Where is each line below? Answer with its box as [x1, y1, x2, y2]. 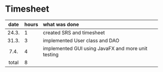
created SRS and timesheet [43, 29, 105, 36]
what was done [43, 21, 79, 28]
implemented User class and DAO [43, 37, 120, 44]
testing [43, 51, 59, 58]
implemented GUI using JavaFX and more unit [43, 45, 147, 52]
